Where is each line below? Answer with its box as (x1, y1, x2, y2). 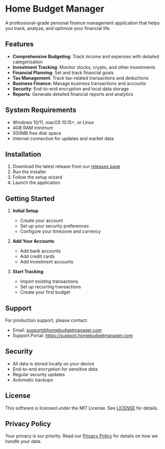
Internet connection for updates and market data (12, 135, 114, 141)
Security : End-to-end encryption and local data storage (12, 86, 129, 92)
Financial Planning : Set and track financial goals (12, 69, 114, 76)
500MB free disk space (12, 130, 62, 136)
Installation (5, 150, 41, 159)
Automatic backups (12, 377, 53, 383)
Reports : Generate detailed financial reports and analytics (12, 91, 134, 97)
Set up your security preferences (20, 223, 89, 229)
